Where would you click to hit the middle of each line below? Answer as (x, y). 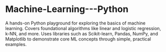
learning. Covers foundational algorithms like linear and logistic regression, (83, 28)
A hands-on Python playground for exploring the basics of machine (75, 23)
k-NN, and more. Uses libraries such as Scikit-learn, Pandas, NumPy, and (82, 33)
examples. (16, 44)
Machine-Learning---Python (67, 9)
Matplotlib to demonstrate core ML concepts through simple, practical (78, 39)
